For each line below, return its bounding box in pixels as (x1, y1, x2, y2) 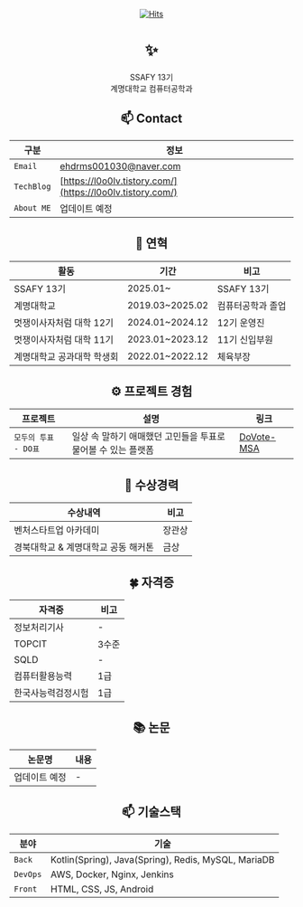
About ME (14, 203, 51, 213)
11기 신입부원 (216, 333, 273, 345)
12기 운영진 (216, 317, 265, 329)
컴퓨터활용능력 (14, 670, 73, 682)
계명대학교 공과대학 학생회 (14, 350, 119, 363)
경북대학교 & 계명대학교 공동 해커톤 (14, 541, 155, 553)
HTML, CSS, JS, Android (50, 883, 154, 895)
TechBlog (14, 181, 51, 192)
